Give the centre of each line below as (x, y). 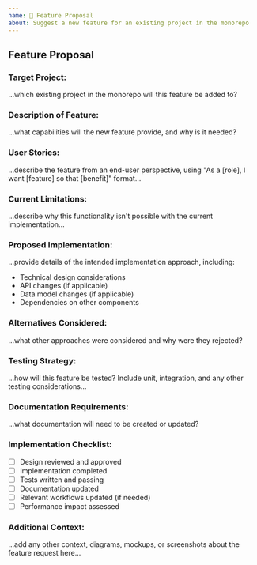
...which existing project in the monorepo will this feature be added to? (123, 95)
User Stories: (34, 153)
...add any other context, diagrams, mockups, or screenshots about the (124, 544)
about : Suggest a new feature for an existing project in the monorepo (128, 23)
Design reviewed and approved (70, 461)
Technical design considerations (72, 277)
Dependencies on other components (79, 303)
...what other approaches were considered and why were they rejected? (125, 340)
